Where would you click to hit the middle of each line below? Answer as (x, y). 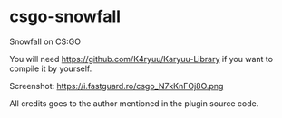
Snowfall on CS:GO (45, 41)
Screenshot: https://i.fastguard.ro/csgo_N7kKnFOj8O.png (117, 86)
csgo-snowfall (65, 17)
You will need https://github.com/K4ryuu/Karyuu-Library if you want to (141, 59)
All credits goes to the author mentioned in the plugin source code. (134, 103)
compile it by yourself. (51, 68)
